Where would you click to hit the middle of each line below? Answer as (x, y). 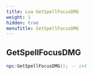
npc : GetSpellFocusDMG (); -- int (46, 66)
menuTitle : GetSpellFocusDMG (43, 28)
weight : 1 (19, 17)
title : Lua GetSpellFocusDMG (43, 12)
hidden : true (22, 23)
